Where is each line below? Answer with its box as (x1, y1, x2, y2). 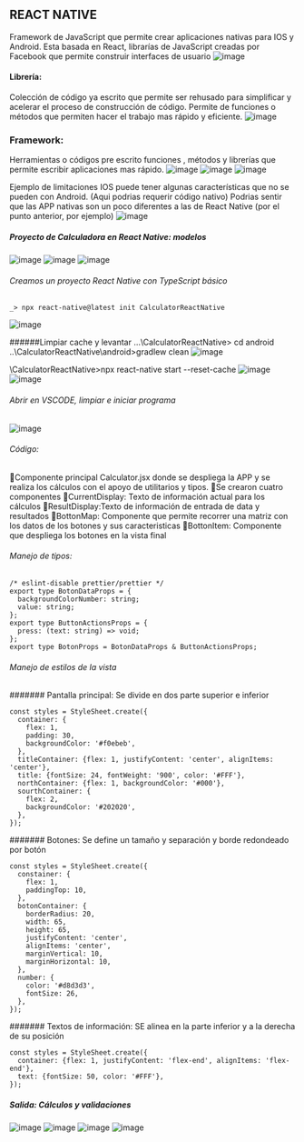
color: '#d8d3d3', (25, 981, 95, 990)
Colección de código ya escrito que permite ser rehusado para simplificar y (9, 92, 292, 103)
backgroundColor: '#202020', (25, 803, 136, 812)
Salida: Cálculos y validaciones (9, 1099, 132, 1110)
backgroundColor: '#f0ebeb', (25, 739, 136, 748)
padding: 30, (25, 731, 75, 740)
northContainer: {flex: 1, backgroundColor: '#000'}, (17, 779, 225, 788)
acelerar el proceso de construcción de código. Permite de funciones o (9, 102, 277, 113)
